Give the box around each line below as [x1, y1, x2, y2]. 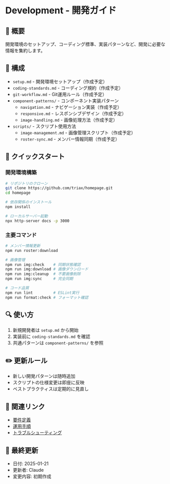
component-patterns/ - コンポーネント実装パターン [12, 98, 119, 104]
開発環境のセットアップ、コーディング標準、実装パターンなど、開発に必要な [5, 41, 166, 47]
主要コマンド [5, 231, 37, 238]
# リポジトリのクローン [5, 181, 48, 186]
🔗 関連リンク [5, 402, 45, 411]
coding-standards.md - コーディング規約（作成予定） [12, 85, 124, 91]
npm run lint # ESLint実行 [5, 290, 80, 295]
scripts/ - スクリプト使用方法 [12, 123, 77, 129]
